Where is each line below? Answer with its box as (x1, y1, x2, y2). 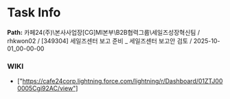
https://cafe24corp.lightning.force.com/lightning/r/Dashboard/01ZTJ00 (22, 77, 223, 85)
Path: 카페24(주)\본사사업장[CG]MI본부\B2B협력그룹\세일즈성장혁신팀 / (7, 28, 200, 36)
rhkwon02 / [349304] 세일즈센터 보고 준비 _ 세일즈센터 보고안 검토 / (7, 36, 192, 45)
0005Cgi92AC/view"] (16, 84, 78, 93)
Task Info (7, 5, 61, 20)
